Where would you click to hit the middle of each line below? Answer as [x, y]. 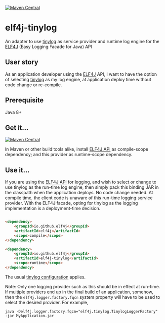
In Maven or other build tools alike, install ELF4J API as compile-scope [77, 149]
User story [22, 62]
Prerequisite [24, 100]
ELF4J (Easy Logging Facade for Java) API [49, 47]
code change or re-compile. [34, 85]
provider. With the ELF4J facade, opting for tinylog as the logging [72, 203]
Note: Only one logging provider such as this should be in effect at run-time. [83, 286]
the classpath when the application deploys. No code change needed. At [79, 193]
